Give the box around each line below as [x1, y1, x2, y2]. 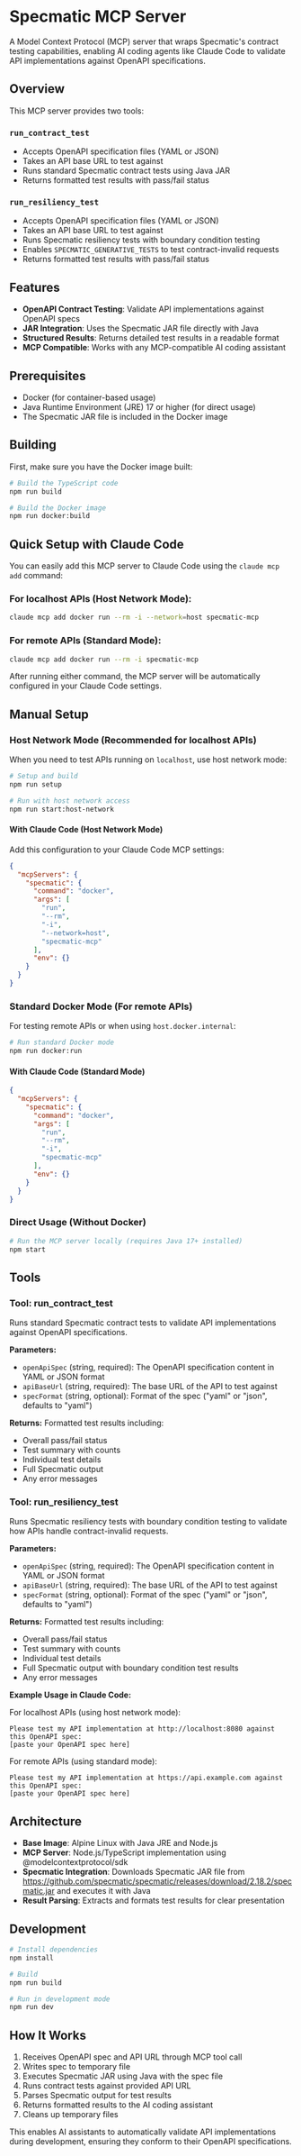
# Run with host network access [9, 796, 130, 805]
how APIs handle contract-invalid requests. [9, 1525, 169, 1537]
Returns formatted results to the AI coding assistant [22, 2099, 214, 2110]
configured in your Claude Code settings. [9, 680, 162, 691]
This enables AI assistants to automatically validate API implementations [9, 2126, 277, 2137]
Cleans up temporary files [22, 2109, 119, 2120]
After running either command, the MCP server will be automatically [9, 671, 261, 682]
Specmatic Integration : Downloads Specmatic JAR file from [22, 1867, 245, 1878]
